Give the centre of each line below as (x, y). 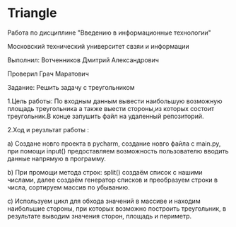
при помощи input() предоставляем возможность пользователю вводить (118, 151)
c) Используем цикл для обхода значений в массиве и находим (104, 201)
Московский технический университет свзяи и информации (98, 46)
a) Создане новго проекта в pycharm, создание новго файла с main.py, (114, 144)
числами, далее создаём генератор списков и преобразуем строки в (112, 180)
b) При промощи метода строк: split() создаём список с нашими (105, 172)
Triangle (32, 13)
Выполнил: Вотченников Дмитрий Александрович (83, 60)
